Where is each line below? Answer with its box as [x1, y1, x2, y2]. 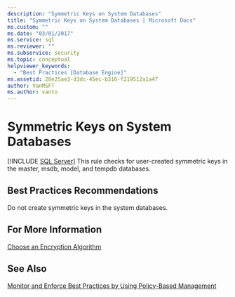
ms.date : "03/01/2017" [7, 29, 74, 37]
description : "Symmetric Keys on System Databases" [7, 10, 161, 18]
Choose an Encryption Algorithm [7, 242, 102, 251]
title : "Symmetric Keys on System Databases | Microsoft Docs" [7, 17, 196, 24]
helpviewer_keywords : [7, 62, 71, 70]
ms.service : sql [7, 37, 55, 44]
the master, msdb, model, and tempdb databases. [7, 164, 151, 173]
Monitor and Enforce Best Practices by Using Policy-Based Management [7, 282, 217, 290]
